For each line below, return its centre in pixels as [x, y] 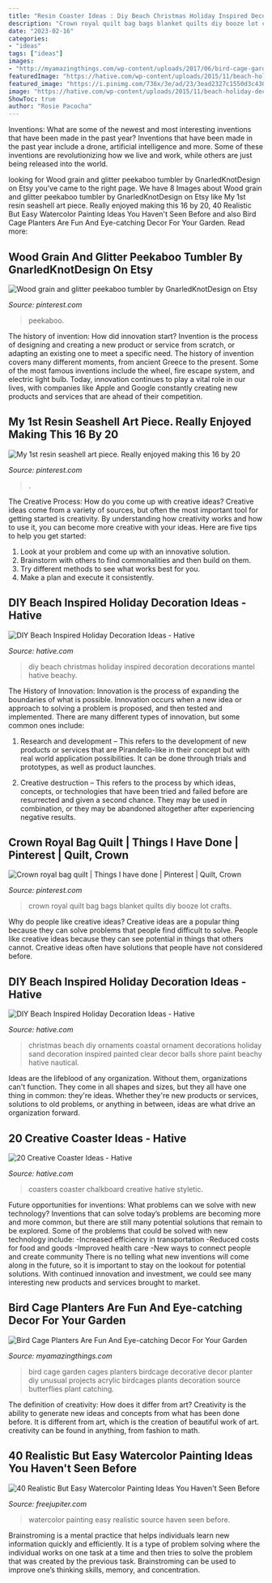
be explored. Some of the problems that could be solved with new [118, 1231]
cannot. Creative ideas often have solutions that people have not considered [136, 948]
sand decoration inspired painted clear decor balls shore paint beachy [145, 1054]
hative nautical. [53, 1062]
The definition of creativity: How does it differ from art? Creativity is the [127, 1405]
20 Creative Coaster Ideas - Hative [98, 1138]
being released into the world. [58, 164]
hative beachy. [53, 675]
